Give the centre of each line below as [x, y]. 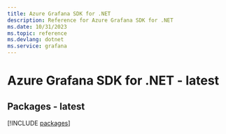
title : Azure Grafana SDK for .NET [59, 14]
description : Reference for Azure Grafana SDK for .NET [90, 20]
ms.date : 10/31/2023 [37, 27]
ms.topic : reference [37, 33]
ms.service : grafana [37, 46]
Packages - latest [46, 106]
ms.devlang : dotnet [36, 40]
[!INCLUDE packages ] [39, 123]
